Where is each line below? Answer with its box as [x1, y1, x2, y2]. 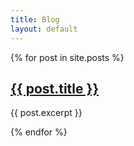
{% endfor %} [10, 126, 68, 138]
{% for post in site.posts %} [10, 51, 125, 63]
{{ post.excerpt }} [10, 107, 83, 119]
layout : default [10, 24, 78, 34]
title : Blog [10, 14, 60, 25]
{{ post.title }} [10, 80, 100, 97]
